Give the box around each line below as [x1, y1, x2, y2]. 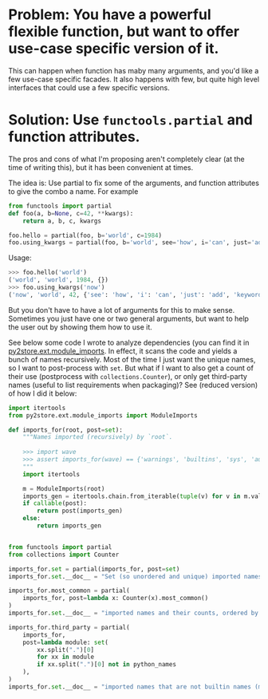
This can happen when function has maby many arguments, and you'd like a [8, 65, 259, 75]
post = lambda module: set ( [22, 638, 109, 646]
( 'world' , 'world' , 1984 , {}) [8, 276, 109, 284]
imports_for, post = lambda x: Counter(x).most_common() [22, 594, 209, 602]
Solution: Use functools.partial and [8, 111, 253, 129]
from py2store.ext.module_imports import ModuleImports [8, 411, 198, 420]
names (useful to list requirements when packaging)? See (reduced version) [8, 380, 258, 389]
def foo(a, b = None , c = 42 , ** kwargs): [8, 209, 134, 217]
